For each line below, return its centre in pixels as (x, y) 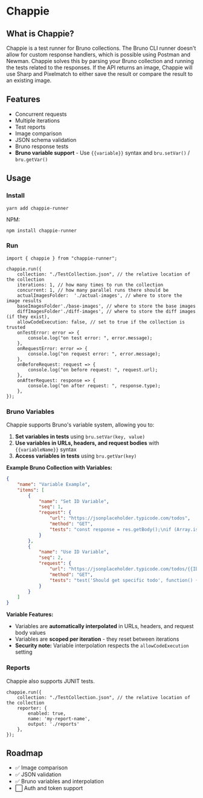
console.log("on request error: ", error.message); (95, 354)
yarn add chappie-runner (37, 208)
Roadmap (25, 753)
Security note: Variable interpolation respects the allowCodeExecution (102, 646)
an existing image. (29, 80)
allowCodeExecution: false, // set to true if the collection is (101, 322)
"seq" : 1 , (51, 507)
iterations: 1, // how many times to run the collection (90, 285)
